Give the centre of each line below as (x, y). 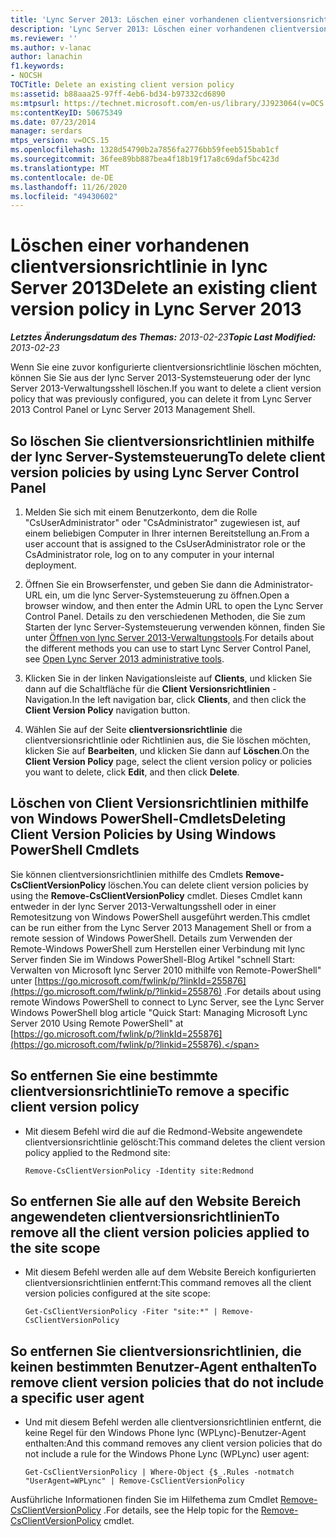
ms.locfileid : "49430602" (64, 196)
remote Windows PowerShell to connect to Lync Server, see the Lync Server (167, 1002)
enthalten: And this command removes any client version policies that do (173, 1443)
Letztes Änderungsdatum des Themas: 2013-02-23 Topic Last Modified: (163, 337)
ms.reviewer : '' (44, 38)
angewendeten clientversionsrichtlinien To (145, 1217)
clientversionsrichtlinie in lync (139, 267)
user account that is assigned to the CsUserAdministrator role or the (165, 544)
